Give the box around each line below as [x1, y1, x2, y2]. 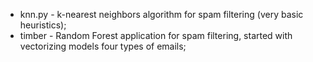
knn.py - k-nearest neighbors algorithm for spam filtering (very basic [19, 9, 304, 20]
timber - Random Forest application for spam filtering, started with [19, 30, 293, 41]
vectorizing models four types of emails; [19, 40, 187, 52]
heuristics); [19, 19, 67, 31]
